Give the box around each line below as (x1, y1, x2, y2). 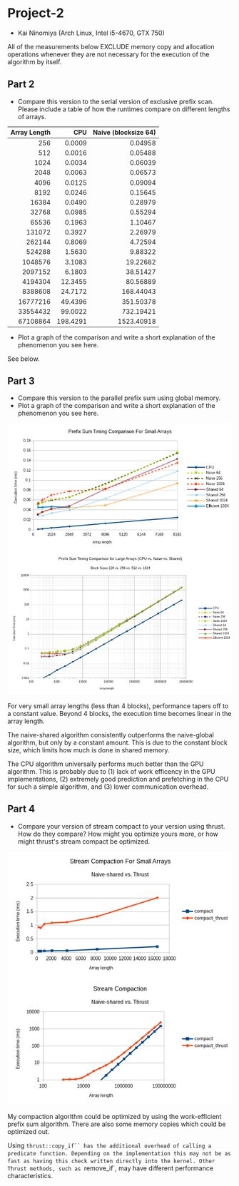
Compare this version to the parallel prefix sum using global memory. (17, 394, 221, 402)
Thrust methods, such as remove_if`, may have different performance (7, 1164, 214, 1172)
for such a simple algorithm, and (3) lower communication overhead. (7, 782, 209, 791)
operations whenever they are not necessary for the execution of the (7, 50, 210, 58)
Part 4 (7, 803, 36, 815)
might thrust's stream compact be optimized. (17, 837, 151, 846)
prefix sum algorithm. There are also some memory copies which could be (7, 1120, 226, 1128)
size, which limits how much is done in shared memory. (7, 745, 170, 754)
